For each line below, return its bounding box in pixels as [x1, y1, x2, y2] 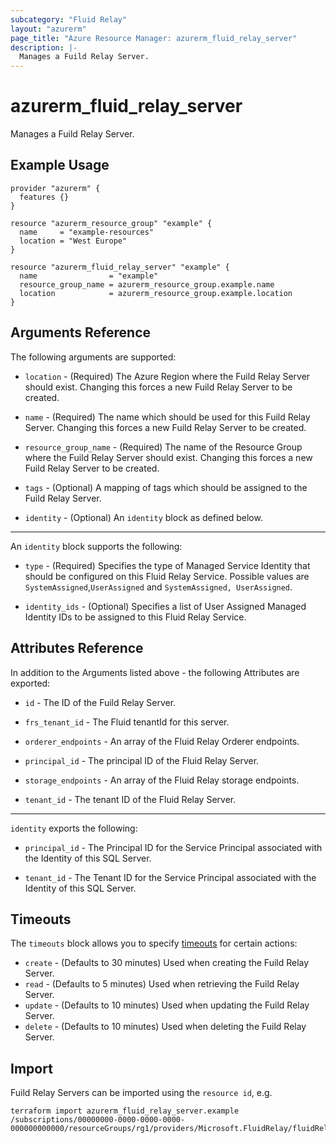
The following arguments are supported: [10, 351, 177, 363]
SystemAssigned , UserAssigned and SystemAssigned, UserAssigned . [24, 581, 293, 593]
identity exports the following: [10, 822, 138, 834]
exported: [10, 677, 51, 689]
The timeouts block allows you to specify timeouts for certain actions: [10, 937, 298, 950]
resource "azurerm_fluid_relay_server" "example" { [10, 262, 230, 272]
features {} [19, 192, 70, 202]
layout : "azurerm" [10, 24, 87, 34]
